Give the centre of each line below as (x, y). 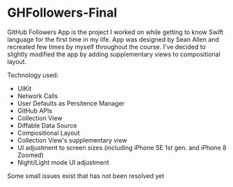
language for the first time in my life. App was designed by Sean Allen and (113, 39)
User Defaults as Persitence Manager (71, 103)
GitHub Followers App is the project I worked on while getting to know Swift (115, 32)
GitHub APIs (35, 111)
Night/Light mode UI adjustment (63, 162)
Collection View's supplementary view (72, 140)
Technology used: (33, 75)
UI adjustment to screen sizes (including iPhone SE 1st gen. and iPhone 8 (122, 147)
